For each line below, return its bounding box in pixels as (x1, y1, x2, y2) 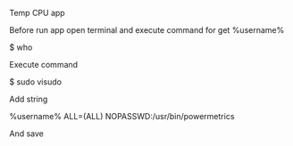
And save (9, 128, 45, 139)
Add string (9, 93, 48, 104)
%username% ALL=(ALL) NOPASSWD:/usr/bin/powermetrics (9, 111, 235, 121)
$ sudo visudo (9, 77, 63, 87)
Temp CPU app (9, 8, 65, 18)
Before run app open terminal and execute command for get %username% (9, 25, 285, 35)
